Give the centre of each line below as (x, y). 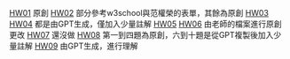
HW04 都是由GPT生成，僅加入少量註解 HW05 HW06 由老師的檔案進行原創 (145, 24)
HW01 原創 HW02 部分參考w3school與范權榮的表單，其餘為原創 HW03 (139, 13)
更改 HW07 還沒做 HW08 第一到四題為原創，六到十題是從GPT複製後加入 (141, 35)
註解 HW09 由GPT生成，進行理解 (78, 46)
